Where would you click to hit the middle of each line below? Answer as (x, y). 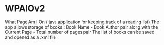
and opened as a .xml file (31, 37)
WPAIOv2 (25, 8)
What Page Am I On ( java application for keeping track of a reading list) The (82, 22)
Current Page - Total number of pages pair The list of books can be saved (80, 32)
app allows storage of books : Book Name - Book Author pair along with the (82, 27)
